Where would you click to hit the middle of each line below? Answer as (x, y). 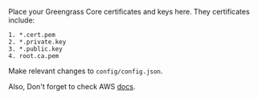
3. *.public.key (35, 49)
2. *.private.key (37, 42)
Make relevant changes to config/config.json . (86, 71)
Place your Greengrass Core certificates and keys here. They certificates (129, 12)
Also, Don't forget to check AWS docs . (72, 87)
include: (22, 20)
